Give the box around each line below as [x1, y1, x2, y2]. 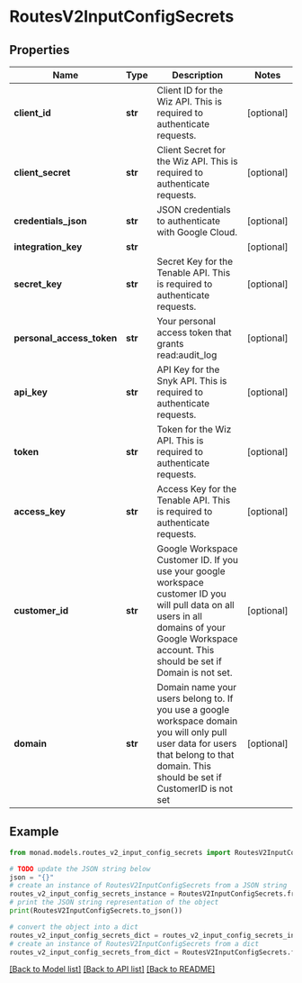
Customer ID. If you [156, 554, 239, 566]
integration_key [13, 241, 83, 253]
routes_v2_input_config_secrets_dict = [9, 931, 159, 940]
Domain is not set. [156, 667, 233, 678]
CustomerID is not [156, 782, 234, 795]
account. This [156, 644, 215, 656]
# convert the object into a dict [9, 922, 139, 932]
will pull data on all [156, 599, 235, 611]
